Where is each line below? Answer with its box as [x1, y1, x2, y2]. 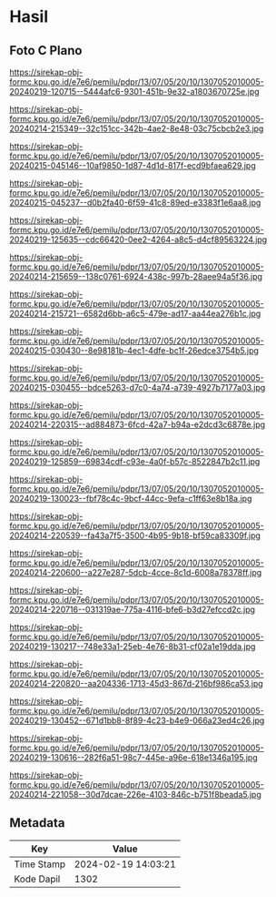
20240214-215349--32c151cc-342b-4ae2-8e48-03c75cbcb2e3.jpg [9, 123, 264, 134]
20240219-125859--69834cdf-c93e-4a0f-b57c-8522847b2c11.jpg [9, 456, 261, 466]
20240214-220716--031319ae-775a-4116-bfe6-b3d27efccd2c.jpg [9, 604, 256, 615]
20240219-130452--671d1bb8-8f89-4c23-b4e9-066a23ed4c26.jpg [9, 715, 265, 726]
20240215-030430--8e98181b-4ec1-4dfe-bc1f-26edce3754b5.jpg [9, 345, 259, 356]
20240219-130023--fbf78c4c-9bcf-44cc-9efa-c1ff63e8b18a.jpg [9, 494, 252, 504]
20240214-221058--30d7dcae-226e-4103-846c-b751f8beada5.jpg [9, 790, 261, 800]
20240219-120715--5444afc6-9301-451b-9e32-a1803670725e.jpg [9, 87, 261, 97]
